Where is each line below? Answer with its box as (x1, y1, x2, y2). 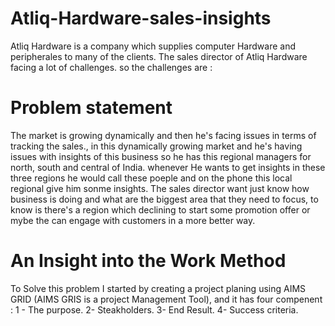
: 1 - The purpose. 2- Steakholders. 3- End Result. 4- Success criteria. (10, 303, 299, 316)
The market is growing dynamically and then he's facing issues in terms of (10, 129, 317, 141)
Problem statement (10, 97, 173, 119)
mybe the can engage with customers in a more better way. (10, 214, 256, 226)
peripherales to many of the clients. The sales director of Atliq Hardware (10, 50, 308, 62)
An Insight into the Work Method (10, 250, 287, 272)
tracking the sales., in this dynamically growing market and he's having (10, 140, 303, 152)
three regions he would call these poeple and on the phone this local (10, 172, 293, 184)
